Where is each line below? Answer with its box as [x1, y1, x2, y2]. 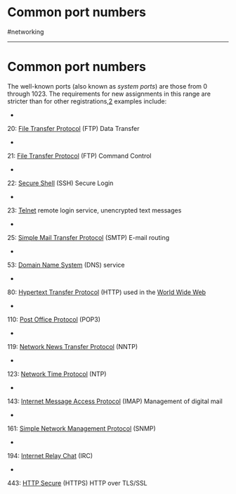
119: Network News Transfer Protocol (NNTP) [7, 342, 138, 350]
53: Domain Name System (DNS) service [7, 260, 125, 269]
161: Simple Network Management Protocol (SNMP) [7, 424, 156, 433]
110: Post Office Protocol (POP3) [7, 315, 100, 324]
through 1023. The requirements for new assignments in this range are [7, 89, 211, 98]
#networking [7, 27, 44, 36]
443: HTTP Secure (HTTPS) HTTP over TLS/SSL [7, 479, 147, 487]
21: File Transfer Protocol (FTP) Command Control [7, 151, 152, 160]
